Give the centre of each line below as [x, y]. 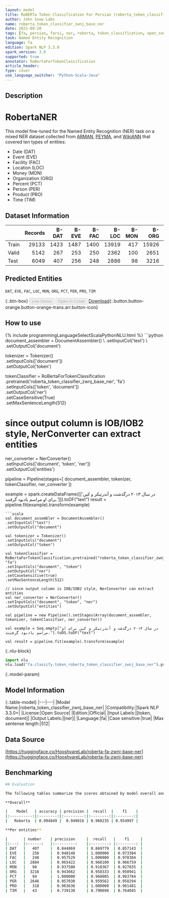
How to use [23, 323]
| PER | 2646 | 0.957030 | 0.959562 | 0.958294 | [74, 881]
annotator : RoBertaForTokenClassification [50, 61]
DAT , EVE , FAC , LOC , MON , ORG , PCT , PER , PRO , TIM [50, 291]
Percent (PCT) [27, 184]
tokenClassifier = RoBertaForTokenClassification [55, 376]
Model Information [35, 690]
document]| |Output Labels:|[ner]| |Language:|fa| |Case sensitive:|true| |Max [84, 718]
